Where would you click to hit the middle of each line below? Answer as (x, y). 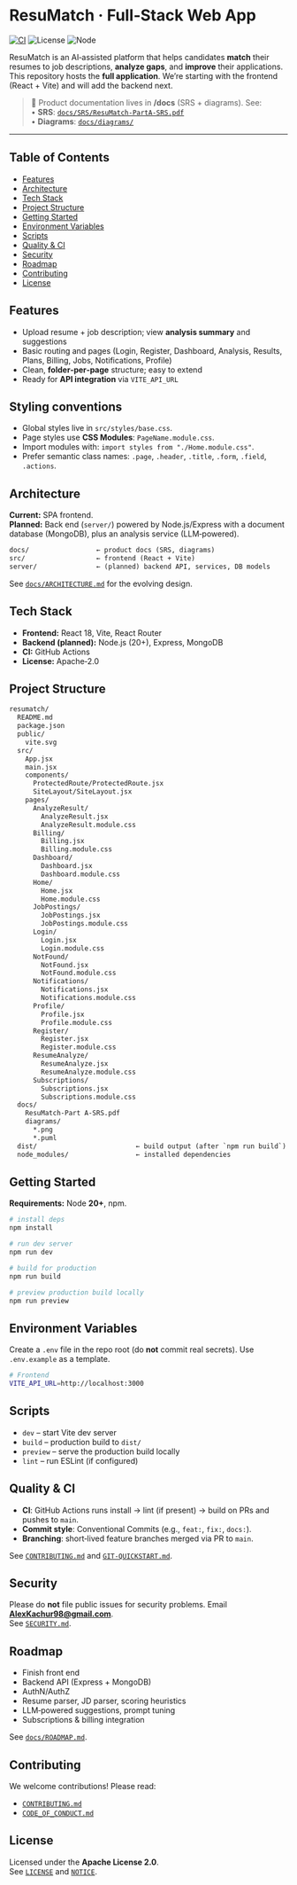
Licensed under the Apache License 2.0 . (84, 1862)
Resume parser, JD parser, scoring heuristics (104, 1701)
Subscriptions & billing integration (83, 1720)
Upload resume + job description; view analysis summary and (136, 332)
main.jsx (41, 767)
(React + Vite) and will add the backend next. (91, 85)
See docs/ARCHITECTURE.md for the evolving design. (101, 583)
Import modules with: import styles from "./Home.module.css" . (138, 447)
